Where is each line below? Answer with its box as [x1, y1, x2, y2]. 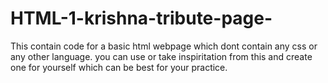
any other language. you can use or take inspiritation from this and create [10, 50, 313, 62]
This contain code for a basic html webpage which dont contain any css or [10, 40, 318, 52]
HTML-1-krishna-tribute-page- [10, 7, 273, 30]
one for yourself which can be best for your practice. [10, 61, 228, 73]
